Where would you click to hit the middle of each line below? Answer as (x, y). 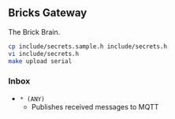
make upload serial (40, 61)
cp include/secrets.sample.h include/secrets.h (88, 46)
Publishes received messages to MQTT (95, 106)
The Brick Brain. (34, 32)
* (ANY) (32, 99)
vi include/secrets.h (44, 54)
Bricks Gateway (48, 13)
